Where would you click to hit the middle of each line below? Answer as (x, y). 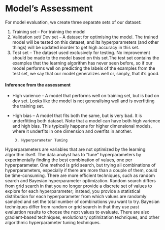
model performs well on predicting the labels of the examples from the (84, 68)
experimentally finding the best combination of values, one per (69, 160)
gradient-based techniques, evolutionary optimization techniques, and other (82, 217)
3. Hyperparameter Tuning (41, 141)
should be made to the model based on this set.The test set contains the (85, 57)
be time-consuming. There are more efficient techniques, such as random (80, 175)
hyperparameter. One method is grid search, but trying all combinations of (81, 165)
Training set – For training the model (49, 31)
